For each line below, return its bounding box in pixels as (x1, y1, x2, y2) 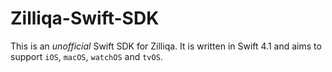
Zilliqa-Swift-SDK (10, 7, 160, 30)
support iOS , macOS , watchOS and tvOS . (10, 50, 163, 62)
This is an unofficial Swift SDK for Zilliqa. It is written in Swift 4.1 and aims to (10, 40, 322, 52)
